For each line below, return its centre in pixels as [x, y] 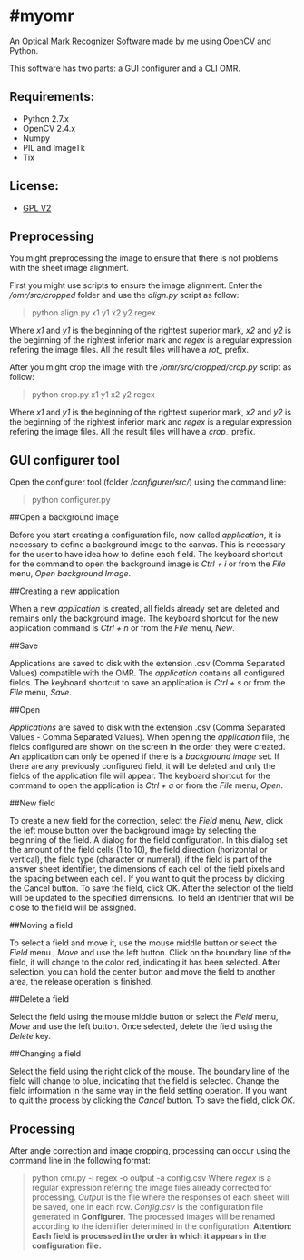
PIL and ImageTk [54, 147]
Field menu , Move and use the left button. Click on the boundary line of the [151, 953]
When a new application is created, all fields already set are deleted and [144, 609]
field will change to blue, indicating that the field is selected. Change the [144, 1081]
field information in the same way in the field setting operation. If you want [148, 1091]
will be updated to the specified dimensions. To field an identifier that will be [152, 898]
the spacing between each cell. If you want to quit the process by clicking [147, 879]
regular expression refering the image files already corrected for [152, 1188]
